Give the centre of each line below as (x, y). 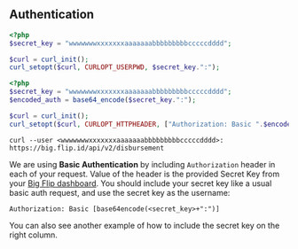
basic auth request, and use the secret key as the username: (120, 192)
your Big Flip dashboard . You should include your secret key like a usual (141, 183)
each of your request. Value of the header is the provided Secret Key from (145, 174)
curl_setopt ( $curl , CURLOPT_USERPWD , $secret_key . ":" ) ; (114, 67)
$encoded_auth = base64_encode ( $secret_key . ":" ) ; (103, 100)
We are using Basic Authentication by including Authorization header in (142, 164)
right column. (33, 235)
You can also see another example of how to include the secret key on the (145, 225)
